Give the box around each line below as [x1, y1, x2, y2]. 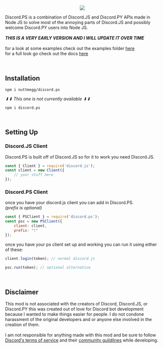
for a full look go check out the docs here [5, 51, 89, 56]
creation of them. [5, 322, 40, 327]
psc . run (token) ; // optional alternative [5, 265, 91, 270]
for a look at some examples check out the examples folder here [5, 46, 135, 51]
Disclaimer [5, 288, 39, 296]
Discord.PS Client [5, 188, 48, 195]
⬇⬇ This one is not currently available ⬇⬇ [5, 95, 91, 102]
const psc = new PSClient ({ [5, 219, 63, 224]
